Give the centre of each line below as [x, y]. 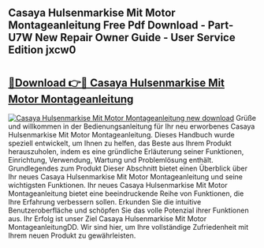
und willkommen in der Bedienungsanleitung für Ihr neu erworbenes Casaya [132, 126]
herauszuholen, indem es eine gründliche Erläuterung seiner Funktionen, [126, 152]
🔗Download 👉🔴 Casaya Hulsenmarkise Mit [117, 83]
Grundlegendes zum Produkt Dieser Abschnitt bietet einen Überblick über [128, 168]
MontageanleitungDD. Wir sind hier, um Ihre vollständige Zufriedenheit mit [128, 227]
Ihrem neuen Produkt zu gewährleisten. [72, 235]
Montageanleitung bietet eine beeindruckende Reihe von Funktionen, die [126, 194]
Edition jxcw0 [42, 50]
